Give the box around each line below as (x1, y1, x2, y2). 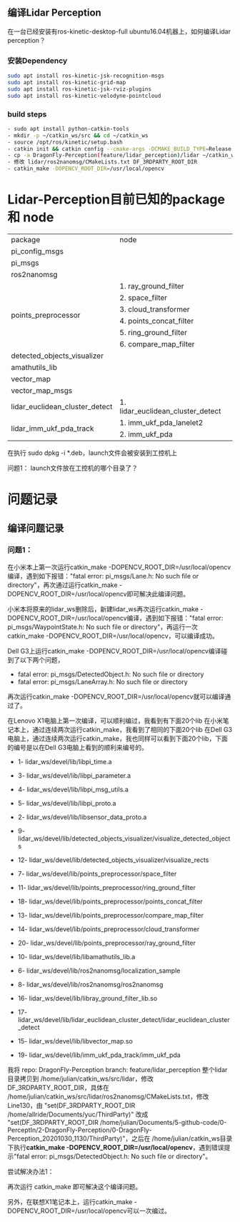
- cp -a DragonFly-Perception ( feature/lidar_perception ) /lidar (7, 152, 200, 159)
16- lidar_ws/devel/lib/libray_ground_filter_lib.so (17, 993, 158, 1002)
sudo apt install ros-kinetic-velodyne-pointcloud (7, 92, 161, 99)
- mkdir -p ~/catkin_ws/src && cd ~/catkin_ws (7, 131, 149, 139)
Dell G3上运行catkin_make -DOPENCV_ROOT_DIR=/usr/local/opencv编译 (7, 646, 221, 655)
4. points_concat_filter (119, 316, 194, 326)
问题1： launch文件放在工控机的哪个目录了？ (7, 464, 138, 472)
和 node (7, 209, 54, 226)
